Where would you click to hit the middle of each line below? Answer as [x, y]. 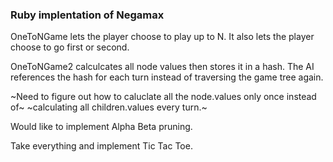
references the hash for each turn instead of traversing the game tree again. [167, 77]
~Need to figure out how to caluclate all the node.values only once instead [163, 97]
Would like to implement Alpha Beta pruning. [101, 127]
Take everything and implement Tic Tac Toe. [101, 146]
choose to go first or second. [70, 47]
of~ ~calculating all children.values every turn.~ [109, 107]
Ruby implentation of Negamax [87, 15]
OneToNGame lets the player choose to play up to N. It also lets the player [162, 37]
